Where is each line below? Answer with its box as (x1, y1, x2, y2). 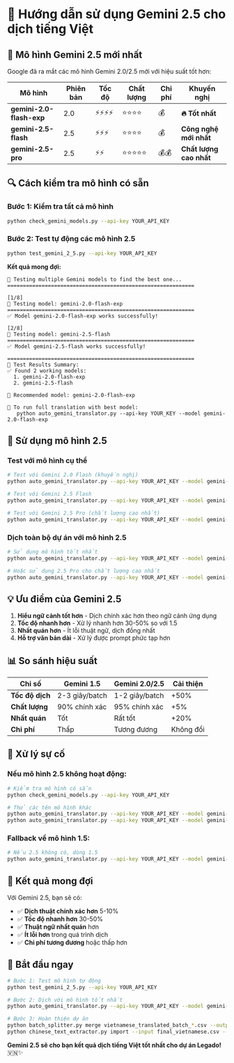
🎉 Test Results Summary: (7, 361, 79, 368)
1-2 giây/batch (114, 691, 164, 700)
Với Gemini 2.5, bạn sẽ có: (7, 894, 82, 902)
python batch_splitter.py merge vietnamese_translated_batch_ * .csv (7, 1022, 208, 1029)
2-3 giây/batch (56, 691, 108, 700)
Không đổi (171, 725, 205, 734)
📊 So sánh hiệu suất (7, 654, 97, 667)
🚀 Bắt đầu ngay (7, 959, 74, 970)
